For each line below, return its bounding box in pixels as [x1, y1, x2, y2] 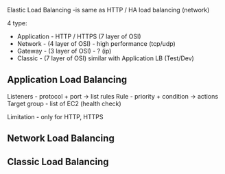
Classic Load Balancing [7, 156, 109, 167]
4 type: [7, 19, 27, 27]
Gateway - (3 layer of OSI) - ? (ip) [16, 47, 112, 55]
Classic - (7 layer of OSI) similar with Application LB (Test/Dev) [16, 54, 194, 62]
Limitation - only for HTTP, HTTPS [7, 112, 104, 121]
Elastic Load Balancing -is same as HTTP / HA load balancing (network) [7, 6, 210, 14]
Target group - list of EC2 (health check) [7, 99, 121, 108]
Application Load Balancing [7, 74, 128, 86]
